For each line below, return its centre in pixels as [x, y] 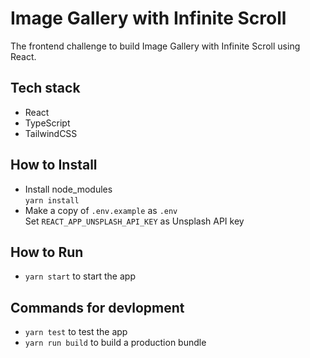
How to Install [54, 165]
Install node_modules [68, 189]
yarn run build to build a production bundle [115, 343]
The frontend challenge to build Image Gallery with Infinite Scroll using [155, 46]
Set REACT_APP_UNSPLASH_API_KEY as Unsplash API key [134, 221]
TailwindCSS [51, 133]
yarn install [52, 200]
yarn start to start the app [80, 276]
